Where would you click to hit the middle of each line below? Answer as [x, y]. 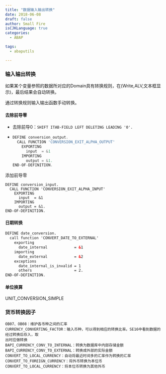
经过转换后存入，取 [22, 335]
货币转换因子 [21, 312]
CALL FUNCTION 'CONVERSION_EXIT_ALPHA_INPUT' [58, 189]
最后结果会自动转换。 [38, 92]
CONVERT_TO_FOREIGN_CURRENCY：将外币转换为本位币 [54, 361]
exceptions [25, 261]
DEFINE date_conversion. [31, 233]
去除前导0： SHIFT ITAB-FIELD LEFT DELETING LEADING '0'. [73, 127]
